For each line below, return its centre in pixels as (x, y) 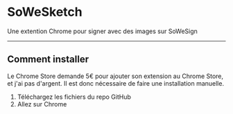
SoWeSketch (45, 12)
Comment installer (48, 59)
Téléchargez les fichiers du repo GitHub (74, 97)
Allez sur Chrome (42, 104)
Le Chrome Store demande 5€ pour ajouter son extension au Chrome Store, (115, 76)
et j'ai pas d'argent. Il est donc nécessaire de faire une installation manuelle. (115, 83)
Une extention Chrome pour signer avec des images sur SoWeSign (102, 31)
